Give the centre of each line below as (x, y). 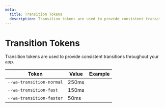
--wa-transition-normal (35, 82)
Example (99, 74)
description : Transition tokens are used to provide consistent (77, 19)
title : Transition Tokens (36, 14)
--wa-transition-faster (35, 98)
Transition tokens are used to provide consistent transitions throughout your (82, 56)
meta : (11, 10)
